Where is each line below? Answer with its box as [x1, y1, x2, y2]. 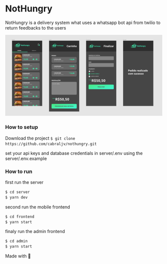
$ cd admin [5, 238, 28, 244]
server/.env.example [5, 155, 47, 161]
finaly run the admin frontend [5, 228, 65, 234]
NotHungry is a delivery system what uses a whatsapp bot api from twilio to [5, 19, 161, 25]
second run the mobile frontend [5, 203, 70, 210]
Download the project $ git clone [5, 135, 76, 141]
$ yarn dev [5, 194, 28, 200]
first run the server [5, 179, 44, 185]
